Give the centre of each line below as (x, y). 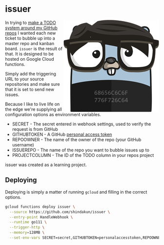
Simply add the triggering (31, 73)
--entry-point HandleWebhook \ (41, 217)
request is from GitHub (35, 129)
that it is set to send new (30, 89)
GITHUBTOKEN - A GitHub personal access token (62, 134)
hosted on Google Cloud (30, 59)
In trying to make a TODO (31, 23)
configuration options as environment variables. (53, 114)
